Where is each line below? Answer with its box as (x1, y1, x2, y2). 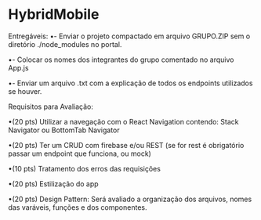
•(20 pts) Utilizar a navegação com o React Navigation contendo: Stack (8, 117, 239, 126)
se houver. (8, 86, 42, 96)
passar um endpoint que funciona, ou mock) (8, 149, 151, 158)
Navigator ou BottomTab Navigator (8, 125, 120, 135)
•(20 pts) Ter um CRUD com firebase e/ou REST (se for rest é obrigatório (8, 140, 245, 150)
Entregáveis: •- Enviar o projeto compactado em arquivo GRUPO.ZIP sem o (8, 31, 251, 41)
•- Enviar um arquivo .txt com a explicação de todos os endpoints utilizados (8, 78, 253, 88)
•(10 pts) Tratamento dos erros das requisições (8, 164, 161, 173)
